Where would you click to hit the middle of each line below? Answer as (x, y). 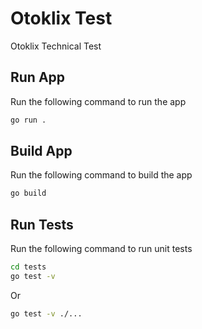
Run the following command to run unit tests (101, 249)
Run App (38, 77)
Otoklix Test (61, 18)
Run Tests (42, 224)
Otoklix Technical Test (56, 46)
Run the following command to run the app (98, 101)
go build (28, 193)
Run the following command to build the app (101, 175)
